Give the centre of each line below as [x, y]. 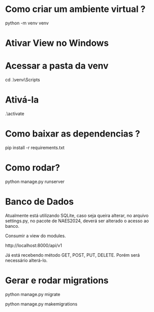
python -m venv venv [27, 23]
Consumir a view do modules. [36, 236]
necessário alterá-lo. [26, 260]
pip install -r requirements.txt [35, 148]
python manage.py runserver [35, 181]
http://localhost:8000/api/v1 [34, 245]
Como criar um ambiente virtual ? [75, 9]
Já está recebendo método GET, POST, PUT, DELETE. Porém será [73, 255]
